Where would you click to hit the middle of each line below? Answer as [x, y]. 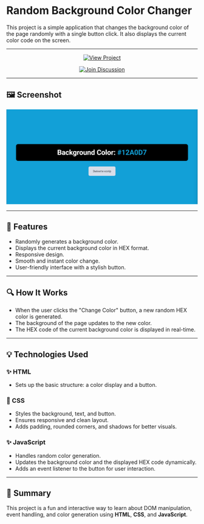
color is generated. [39, 317]
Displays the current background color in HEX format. [82, 248]
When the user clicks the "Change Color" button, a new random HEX [101, 311]
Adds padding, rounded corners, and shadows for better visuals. [96, 427]
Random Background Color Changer [99, 11]
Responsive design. [40, 254]
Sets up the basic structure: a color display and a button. [86, 385]
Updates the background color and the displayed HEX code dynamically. [106, 462]
